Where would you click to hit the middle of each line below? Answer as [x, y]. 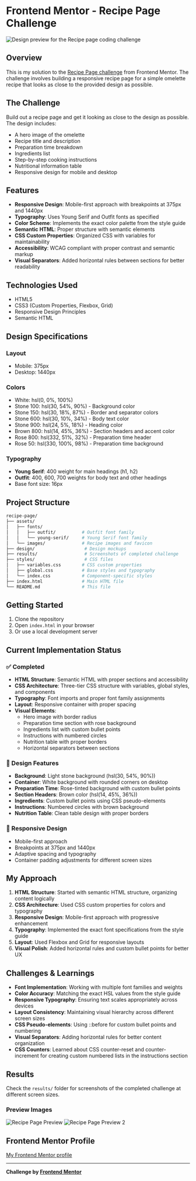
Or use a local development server [56, 632]
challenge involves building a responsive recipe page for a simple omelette [96, 78]
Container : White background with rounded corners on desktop [91, 782]
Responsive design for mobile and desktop [66, 172]
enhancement [31, 924]
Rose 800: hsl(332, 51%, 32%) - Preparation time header [83, 437]
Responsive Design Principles [50, 312]
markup [24, 254]
